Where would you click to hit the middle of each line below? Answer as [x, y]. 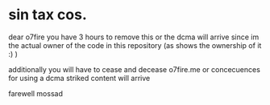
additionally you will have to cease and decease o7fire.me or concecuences [134, 69]
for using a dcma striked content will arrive [79, 78]
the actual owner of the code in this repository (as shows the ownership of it [135, 45]
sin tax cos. [48, 15]
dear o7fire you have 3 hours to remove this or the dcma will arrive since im [134, 37]
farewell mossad [35, 93]
